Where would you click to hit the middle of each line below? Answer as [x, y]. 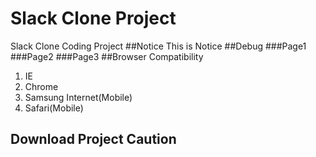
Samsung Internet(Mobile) [78, 97]
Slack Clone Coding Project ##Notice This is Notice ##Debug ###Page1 [158, 46]
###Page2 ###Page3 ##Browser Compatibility [107, 56]
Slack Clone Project [93, 18]
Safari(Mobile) [54, 108]
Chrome [41, 86]
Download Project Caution [93, 139]
